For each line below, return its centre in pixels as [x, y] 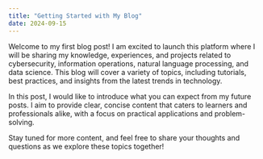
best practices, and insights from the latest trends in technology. [115, 81]
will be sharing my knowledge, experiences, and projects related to [120, 55]
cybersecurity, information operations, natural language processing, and [128, 63]
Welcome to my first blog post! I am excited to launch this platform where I [132, 46]
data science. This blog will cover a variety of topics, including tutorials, [127, 72]
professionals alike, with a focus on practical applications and [111, 113]
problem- [230, 113]
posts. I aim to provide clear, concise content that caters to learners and [128, 105]
